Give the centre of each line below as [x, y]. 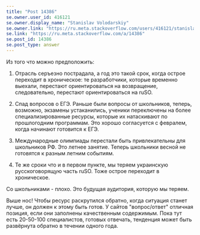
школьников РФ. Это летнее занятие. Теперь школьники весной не [100, 147]
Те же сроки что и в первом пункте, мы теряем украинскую [91, 165]
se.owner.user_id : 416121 [38, 17]
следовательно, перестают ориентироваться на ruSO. [84, 92]
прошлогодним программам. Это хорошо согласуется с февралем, [101, 123]
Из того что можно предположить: [50, 62]
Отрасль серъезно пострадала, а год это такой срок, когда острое [100, 73]
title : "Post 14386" [32, 12]
